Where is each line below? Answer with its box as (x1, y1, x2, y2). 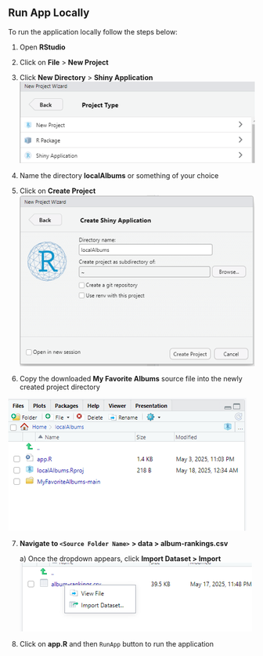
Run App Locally (8, 6, 90, 20)
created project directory (19, 382, 100, 392)
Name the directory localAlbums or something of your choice (19, 170, 219, 180)
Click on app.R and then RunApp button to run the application (19, 639, 214, 648)
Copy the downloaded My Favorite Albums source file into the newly (19, 374, 243, 383)
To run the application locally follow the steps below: (8, 27, 178, 36)
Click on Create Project (19, 186, 96, 195)
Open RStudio (19, 42, 66, 52)
